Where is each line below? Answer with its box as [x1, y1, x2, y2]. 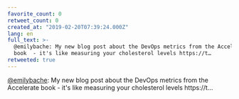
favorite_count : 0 [7, 10, 62, 18]
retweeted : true [7, 57, 55, 64]
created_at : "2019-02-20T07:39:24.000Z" [7, 23, 129, 30]
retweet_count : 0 [7, 17, 59, 24]
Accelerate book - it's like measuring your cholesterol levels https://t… [7, 83, 213, 92]
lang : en [7, 30, 33, 37]
